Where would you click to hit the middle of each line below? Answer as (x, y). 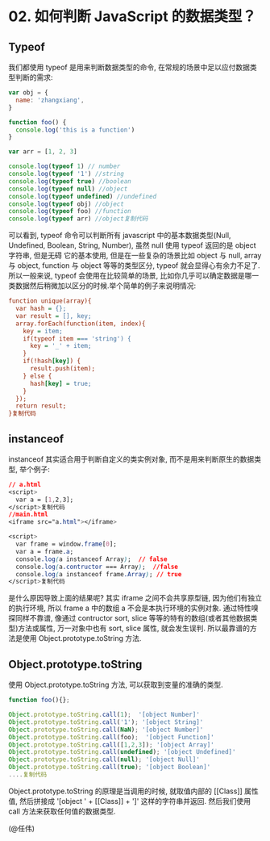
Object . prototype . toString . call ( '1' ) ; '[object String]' (106, 722)
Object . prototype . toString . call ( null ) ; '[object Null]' (104, 759)
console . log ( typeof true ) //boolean (70, 181)
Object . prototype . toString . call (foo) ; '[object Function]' (112, 737)
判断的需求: (34, 77)
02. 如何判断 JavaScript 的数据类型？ (132, 17)
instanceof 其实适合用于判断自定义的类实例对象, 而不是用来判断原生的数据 (131, 459)
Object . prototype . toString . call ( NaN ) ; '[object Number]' (106, 730)
